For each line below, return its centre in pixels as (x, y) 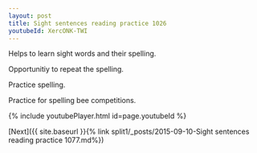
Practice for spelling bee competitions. (72, 101)
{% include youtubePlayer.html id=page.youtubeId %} (98, 116)
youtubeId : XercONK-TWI (48, 31)
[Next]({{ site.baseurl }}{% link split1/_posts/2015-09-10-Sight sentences (129, 132)
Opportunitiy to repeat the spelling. (66, 69)
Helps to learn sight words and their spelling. (82, 54)
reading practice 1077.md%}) (56, 140)
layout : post (30, 16)
